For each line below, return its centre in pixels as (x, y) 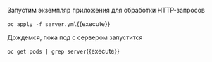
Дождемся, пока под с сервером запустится (75, 37)
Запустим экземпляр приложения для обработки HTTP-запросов (106, 10)
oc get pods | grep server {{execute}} (63, 51)
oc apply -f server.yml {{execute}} (59, 24)
